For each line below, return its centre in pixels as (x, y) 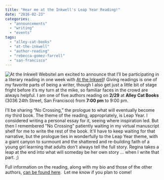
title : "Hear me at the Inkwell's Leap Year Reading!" (63, 10)
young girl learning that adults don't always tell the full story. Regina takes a (82, 147)
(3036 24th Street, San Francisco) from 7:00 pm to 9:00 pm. (67, 101)
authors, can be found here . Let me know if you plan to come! (68, 172)
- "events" (21, 33)
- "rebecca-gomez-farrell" (37, 56)
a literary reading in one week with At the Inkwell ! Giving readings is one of (81, 80)
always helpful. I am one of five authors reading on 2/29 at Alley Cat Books (82, 95)
